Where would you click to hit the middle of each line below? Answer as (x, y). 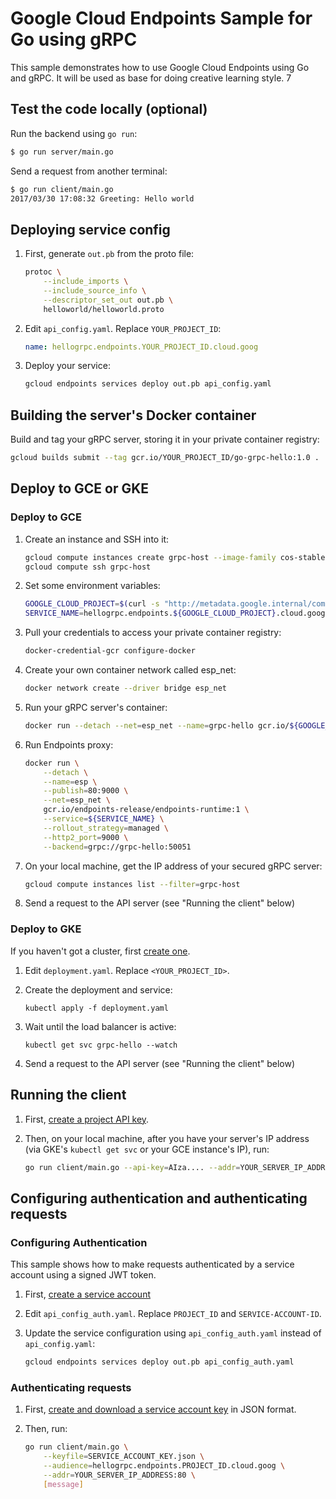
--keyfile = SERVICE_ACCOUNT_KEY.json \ (124, 1457)
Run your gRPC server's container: (96, 707)
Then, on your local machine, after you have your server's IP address (167, 1138)
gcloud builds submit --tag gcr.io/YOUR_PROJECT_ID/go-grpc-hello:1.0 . (165, 458)
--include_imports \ (86, 282)
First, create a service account (87, 1294)
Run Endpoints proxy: (69, 744)
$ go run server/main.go (62, 152)
